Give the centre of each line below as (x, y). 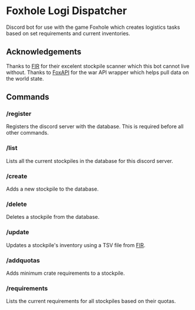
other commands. (27, 133)
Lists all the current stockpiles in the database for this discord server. (90, 161)
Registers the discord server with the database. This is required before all (95, 126)
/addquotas (23, 260)
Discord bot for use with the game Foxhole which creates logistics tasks (93, 27)
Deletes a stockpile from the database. (53, 217)
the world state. (25, 78)
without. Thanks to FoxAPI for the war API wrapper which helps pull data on (97, 72)
